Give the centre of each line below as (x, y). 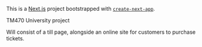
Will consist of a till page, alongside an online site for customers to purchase (101, 32)
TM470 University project (38, 20)
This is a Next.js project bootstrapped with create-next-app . (81, 9)
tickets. (15, 38)
